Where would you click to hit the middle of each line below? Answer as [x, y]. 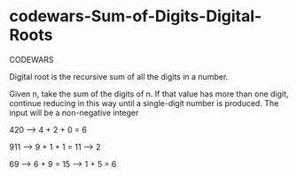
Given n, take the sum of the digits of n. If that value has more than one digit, [149, 94]
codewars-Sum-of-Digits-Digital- [136, 16]
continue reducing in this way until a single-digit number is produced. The [144, 103]
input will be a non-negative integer [74, 112]
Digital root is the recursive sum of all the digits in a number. [119, 76]
